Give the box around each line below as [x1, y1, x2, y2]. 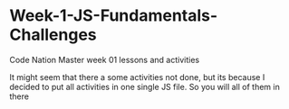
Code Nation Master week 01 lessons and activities [9, 54, 200, 65]
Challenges [9, 24, 97, 45]
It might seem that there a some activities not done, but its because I [9, 71, 265, 82]
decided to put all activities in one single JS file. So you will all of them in [9, 81, 281, 92]
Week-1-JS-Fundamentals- [9, 5, 218, 26]
